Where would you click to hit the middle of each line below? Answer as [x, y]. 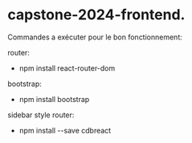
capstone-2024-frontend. [96, 15]
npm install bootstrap [54, 99]
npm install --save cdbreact [65, 130]
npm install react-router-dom [67, 68]
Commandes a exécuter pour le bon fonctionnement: [95, 37]
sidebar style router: [41, 115]
